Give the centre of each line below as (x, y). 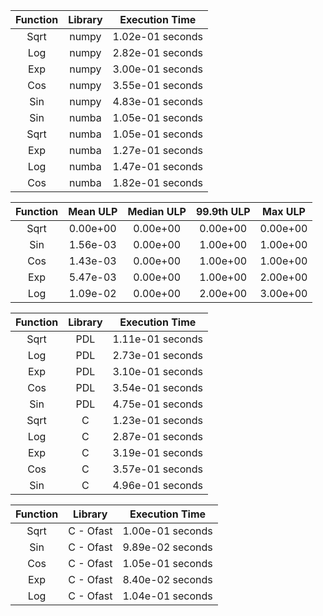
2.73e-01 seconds (157, 355)
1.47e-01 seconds (157, 166)
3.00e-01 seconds (157, 69)
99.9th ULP (223, 211)
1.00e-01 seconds (167, 531)
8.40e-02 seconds (167, 579)
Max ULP (284, 211)
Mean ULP (93, 211)
